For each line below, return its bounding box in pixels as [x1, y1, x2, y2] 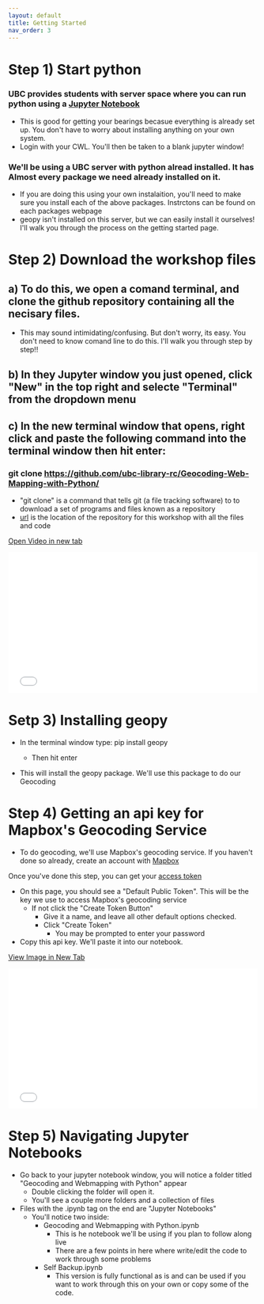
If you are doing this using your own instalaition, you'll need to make [19, 189, 242, 199]
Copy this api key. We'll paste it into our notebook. [19, 937, 183, 946]
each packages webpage [19, 207, 103, 216]
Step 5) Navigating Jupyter [8, 1127, 190, 1145]
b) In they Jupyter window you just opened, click [8, 367, 253, 381]
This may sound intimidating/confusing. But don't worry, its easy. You [19, 328, 247, 337]
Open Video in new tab [8, 536, 83, 546]
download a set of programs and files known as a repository [19, 504, 216, 514]
